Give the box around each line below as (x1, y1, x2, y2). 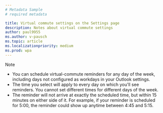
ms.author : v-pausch (5, 34, 48, 39)
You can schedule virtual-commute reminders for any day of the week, (12, 71, 156, 77)
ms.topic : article (5, 39, 43, 44)
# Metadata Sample (5, 7, 43, 12)
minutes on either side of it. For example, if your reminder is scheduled (12, 97, 156, 103)
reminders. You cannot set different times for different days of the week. (12, 86, 159, 92)
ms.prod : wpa (5, 48, 32, 53)
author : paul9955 (5, 30, 41, 35)
